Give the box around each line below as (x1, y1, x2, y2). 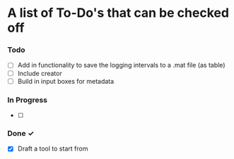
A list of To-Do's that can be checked (7, 5, 230, 21)
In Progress (7, 95, 48, 105)
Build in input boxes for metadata (17, 77, 115, 85)
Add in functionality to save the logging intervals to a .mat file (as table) (17, 61, 226, 70)
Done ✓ (7, 128, 35, 138)
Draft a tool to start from (17, 144, 88, 153)
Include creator (17, 69, 62, 77)
